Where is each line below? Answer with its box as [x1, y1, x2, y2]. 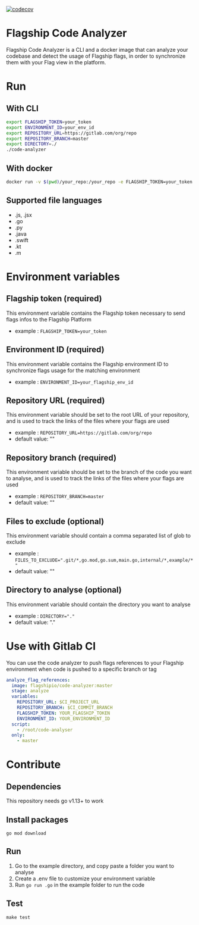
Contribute [6, 758, 61, 771]
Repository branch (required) [6, 452, 117, 462]
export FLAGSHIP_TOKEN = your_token [6, 119, 92, 125]
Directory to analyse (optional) [6, 585, 122, 595]
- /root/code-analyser [17, 727, 73, 733]
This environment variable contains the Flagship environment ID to [6, 360, 169, 367]
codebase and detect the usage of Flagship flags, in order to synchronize [6, 52, 186, 60]
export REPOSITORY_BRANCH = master [6, 136, 89, 142]
